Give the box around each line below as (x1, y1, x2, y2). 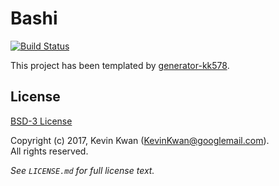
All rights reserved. (10, 145, 89, 157)
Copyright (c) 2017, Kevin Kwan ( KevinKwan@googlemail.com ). (10, 134, 270, 146)
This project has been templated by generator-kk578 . (10, 59, 230, 71)
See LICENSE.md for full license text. (10, 164, 155, 176)
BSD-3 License (10, 115, 73, 127)
